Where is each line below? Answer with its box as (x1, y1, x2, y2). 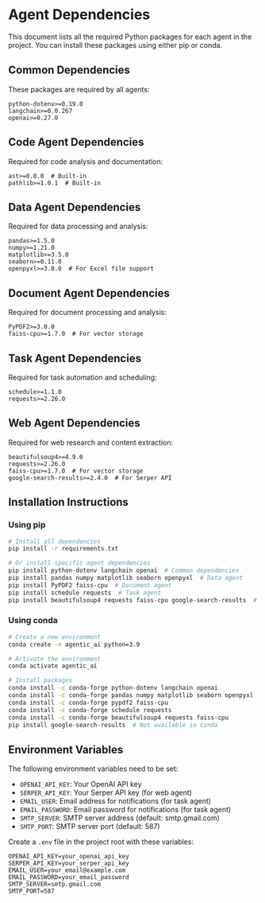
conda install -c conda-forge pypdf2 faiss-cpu (8, 699, 169, 706)
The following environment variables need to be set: (8, 764, 179, 773)
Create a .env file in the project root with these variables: (8, 837, 194, 847)
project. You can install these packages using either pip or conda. (8, 40, 223, 49)
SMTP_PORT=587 (8, 887, 56, 896)
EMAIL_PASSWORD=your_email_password (8, 874, 129, 882)
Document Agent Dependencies (8, 286, 171, 300)
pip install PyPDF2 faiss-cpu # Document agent (8, 581, 172, 590)
